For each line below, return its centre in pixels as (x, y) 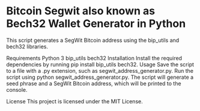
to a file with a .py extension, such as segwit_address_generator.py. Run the (100, 70)
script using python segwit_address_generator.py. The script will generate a (100, 77)
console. (17, 90)
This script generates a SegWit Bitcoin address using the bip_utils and (93, 40)
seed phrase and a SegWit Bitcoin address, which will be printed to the (94, 83)
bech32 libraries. (27, 47)
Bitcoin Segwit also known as (80, 11)
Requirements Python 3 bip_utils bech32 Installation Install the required (94, 58)
